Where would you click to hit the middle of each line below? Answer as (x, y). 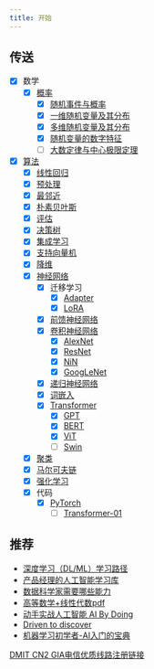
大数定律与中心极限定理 (94, 149)
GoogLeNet (85, 372)
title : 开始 (31, 18)
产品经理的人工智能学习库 (71, 579)
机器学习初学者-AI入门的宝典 (76, 635)
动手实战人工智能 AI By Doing (78, 614)
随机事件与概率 (78, 104)
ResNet (77, 351)
